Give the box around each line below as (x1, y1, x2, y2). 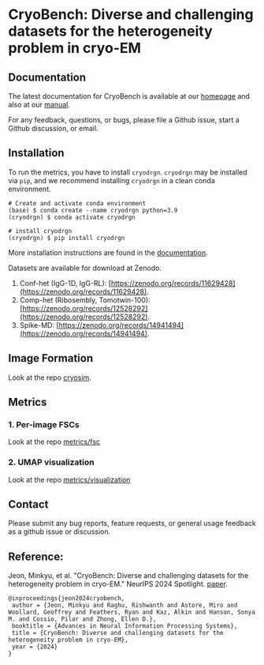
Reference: (8, 550, 64, 563)
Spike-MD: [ (19, 320, 59, 329)
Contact (8, 498, 49, 511)
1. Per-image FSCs (8, 419, 80, 430)
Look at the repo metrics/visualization (8, 475, 131, 484)
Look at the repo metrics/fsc (8, 437, 101, 447)
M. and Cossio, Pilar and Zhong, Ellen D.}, (8, 615, 157, 623)
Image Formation (8, 351, 93, 365)
